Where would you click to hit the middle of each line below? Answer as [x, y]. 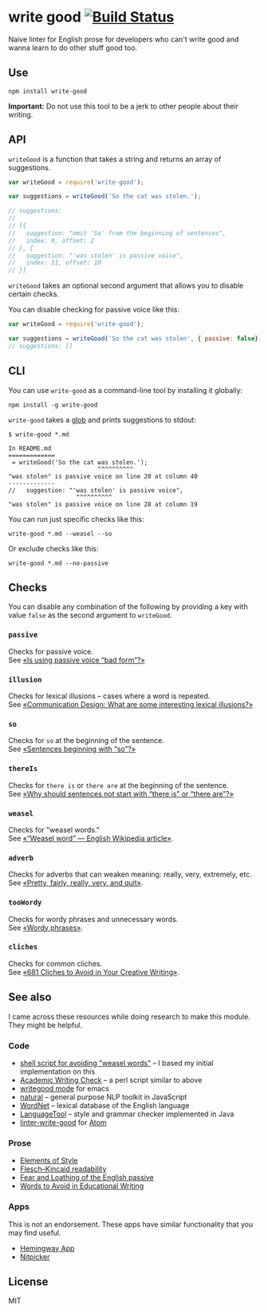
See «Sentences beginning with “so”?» [72, 749]
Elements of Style [49, 1161]
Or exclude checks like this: [53, 548]
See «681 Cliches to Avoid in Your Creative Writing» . [94, 972]
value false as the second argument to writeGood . [91, 615]
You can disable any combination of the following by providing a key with [128, 606]
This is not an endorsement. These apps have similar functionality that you [131, 1224]
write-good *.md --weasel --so [60, 534]
